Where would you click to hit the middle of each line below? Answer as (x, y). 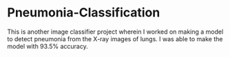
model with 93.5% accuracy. (48, 46)
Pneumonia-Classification (84, 13)
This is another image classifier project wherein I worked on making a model (115, 32)
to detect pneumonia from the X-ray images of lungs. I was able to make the (115, 38)
